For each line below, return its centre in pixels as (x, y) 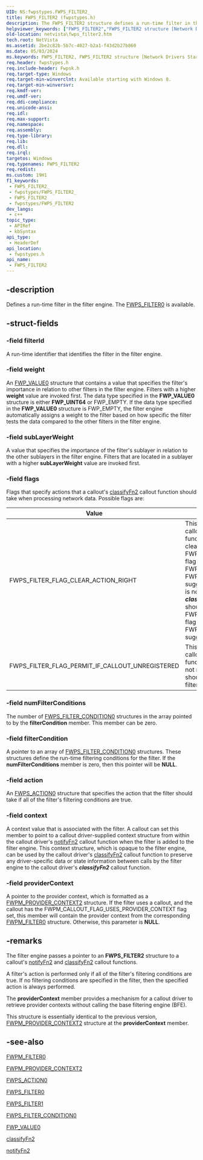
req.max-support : (28, 119)
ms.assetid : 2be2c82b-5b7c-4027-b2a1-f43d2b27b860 (71, 46)
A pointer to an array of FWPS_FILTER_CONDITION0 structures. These (94, 751)
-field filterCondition (37, 738)
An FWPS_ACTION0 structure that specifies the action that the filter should (99, 794)
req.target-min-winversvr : (40, 85)
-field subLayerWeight (40, 437)
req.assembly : (24, 130)
